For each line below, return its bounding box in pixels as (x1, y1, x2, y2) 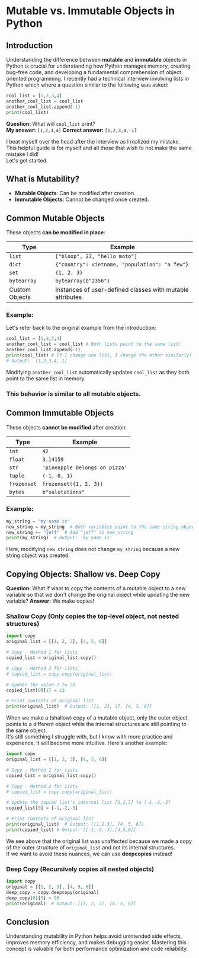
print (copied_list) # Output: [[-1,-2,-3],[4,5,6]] (6, 826, 136, 833)
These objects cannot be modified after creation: (6, 424, 127, 431)
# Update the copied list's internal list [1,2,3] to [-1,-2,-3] (6, 800, 171, 806)
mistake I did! (6, 150, 39, 158)
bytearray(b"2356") (55, 278, 111, 284)
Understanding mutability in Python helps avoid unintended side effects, (6, 932, 182, 940)
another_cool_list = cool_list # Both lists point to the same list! (6, 341, 182, 348)
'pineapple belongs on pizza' (42, 464, 127, 471)
